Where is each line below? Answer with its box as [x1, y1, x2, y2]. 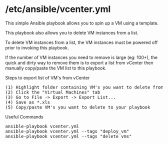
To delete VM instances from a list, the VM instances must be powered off [5, 39, 158, 45]
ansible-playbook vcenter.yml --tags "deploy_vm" [5, 128, 129, 134]
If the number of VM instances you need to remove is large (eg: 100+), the [5, 54, 158, 60]
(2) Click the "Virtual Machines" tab [5, 89, 100, 95]
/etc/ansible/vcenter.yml [5, 3, 111, 15]
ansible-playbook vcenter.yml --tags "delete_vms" [5, 133, 132, 139]
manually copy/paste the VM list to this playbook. [5, 65, 106, 71]
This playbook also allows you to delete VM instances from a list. [5, 29, 138, 35]
